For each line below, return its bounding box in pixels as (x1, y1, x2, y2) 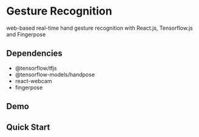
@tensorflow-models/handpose (15, 71, 95, 78)
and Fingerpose (6, 30, 46, 38)
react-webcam (15, 77, 52, 84)
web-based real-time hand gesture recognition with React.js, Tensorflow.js (6, 24, 193, 32)
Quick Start (6, 122, 50, 132)
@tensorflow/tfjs (15, 64, 57, 72)
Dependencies (6, 48, 62, 59)
